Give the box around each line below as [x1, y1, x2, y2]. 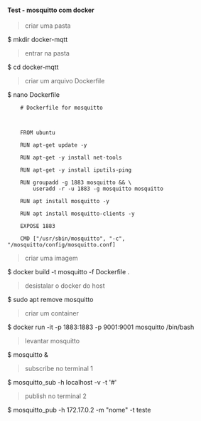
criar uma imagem [24, 254, 78, 263]
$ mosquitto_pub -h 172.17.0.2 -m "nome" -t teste [7, 406, 151, 415]
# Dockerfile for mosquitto [20, 104, 103, 112]
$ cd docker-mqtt [7, 63, 59, 71]
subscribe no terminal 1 [24, 364, 94, 373]
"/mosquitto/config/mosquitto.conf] [7, 241, 116, 249]
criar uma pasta [24, 21, 71, 30]
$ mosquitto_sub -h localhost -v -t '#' [7, 378, 117, 387]
